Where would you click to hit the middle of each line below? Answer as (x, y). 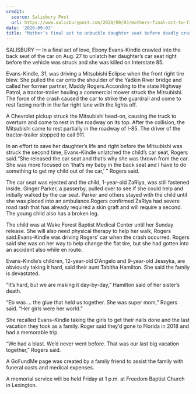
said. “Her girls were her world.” (44, 309)
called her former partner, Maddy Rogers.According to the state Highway (94, 86)
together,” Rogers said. (34, 350)
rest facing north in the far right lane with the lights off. (71, 105)
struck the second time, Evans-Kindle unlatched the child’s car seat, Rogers (97, 152)
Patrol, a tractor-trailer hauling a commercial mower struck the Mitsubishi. (94, 92)
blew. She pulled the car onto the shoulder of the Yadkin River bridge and (94, 80)
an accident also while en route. (44, 250)
